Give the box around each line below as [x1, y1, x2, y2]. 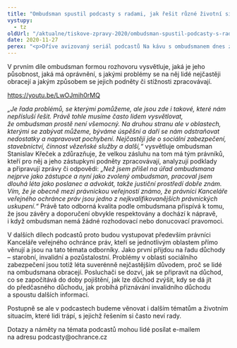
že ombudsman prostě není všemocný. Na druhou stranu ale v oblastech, [7, 120, 221, 128]
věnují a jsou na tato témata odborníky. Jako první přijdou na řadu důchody [7, 246, 226, 254]
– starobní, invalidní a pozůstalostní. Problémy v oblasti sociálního [7, 253, 197, 261]
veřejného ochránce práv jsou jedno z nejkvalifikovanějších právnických [7, 194, 218, 203]
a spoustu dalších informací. [7, 290, 90, 299]
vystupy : [7, 17, 33, 24]
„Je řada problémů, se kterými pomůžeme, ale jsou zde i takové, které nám [7, 105, 226, 113]
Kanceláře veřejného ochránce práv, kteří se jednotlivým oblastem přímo [7, 238, 219, 247]
